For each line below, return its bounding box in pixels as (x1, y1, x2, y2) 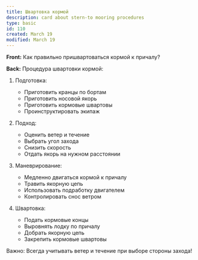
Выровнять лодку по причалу (24, 223, 101, 230)
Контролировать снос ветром (24, 193, 101, 200)
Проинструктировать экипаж (24, 108, 100, 115)
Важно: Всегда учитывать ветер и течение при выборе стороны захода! (6, 247, 193, 254)
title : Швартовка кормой (6, 8, 69, 15)
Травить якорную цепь (24, 180, 83, 187)
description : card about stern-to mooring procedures (6, 14, 145, 21)
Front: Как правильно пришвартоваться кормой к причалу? (6, 54, 161, 60)
